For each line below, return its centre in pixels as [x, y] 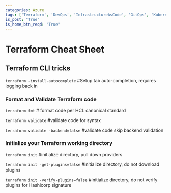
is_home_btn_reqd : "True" [33, 24]
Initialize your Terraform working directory [59, 143]
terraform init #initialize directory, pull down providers [64, 154]
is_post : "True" [22, 19]
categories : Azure [25, 10]
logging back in [21, 86]
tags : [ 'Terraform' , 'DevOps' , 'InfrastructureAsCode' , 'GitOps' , [77, 15]
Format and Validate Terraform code [51, 99]
